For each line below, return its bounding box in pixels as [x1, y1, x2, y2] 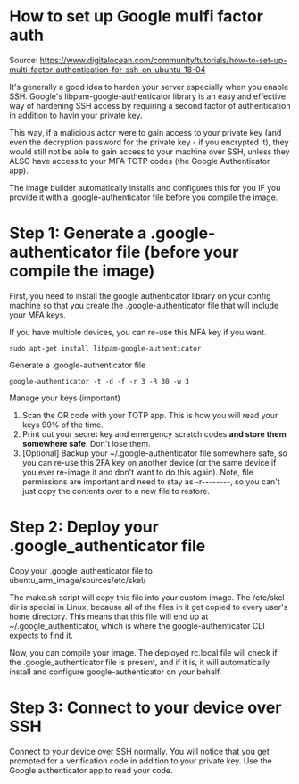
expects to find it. [9, 630, 74, 640]
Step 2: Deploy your [9, 517, 159, 537]
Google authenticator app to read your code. [9, 764, 173, 775]
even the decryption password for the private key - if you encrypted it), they [9, 136, 289, 147]
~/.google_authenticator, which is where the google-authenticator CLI [9, 620, 265, 631]
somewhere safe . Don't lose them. [21, 438, 151, 449]
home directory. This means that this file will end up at [9, 611, 209, 622]
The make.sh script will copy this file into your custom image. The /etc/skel [9, 591, 285, 603]
